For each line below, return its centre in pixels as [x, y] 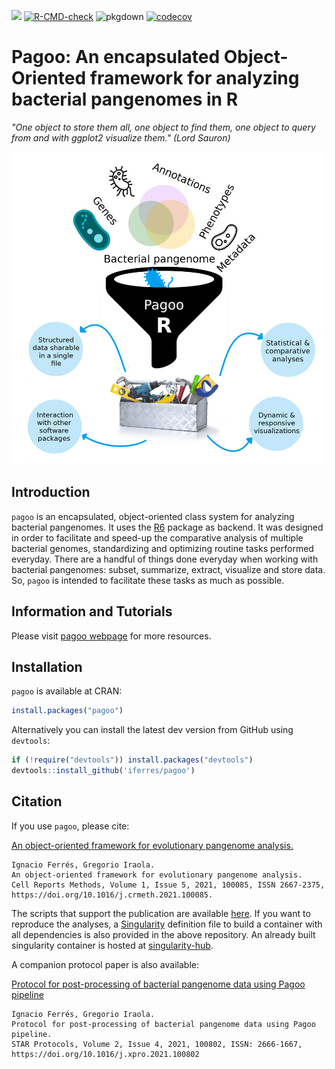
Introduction [51, 492]
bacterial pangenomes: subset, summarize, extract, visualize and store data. [168, 569]
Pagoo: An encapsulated [116, 57]
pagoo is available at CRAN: [67, 691]
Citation [37, 801]
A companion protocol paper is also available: [105, 964]
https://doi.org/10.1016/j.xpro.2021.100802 [105, 1054]
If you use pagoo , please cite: [70, 826]
